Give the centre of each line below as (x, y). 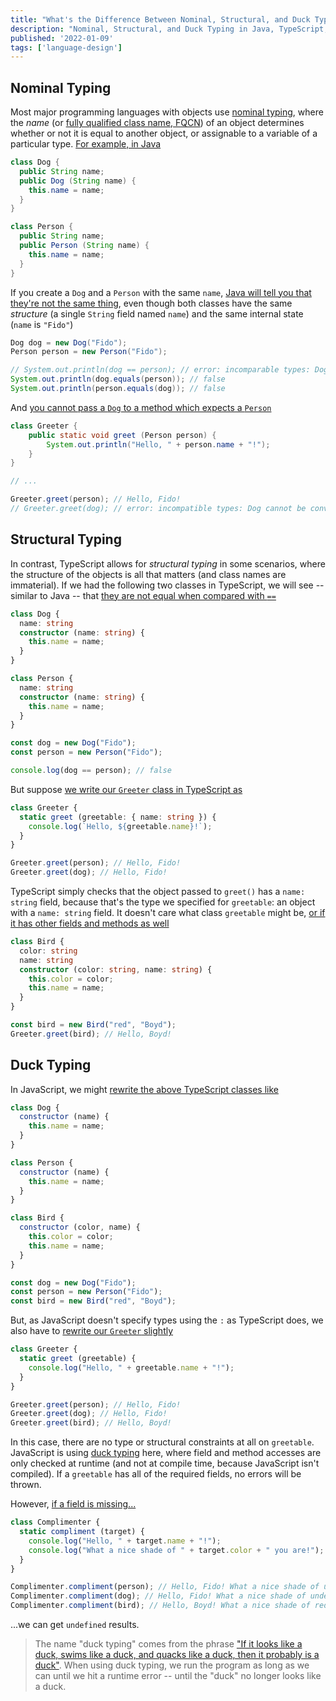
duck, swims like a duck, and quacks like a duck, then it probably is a (177, 1655)
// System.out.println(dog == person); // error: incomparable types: (160, 370)
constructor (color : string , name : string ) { (116, 969)
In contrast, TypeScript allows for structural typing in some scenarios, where (168, 563)
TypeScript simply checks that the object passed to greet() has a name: (158, 891)
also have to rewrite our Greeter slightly (92, 1331)
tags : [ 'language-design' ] (66, 47)
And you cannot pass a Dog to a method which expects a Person (141, 407)
